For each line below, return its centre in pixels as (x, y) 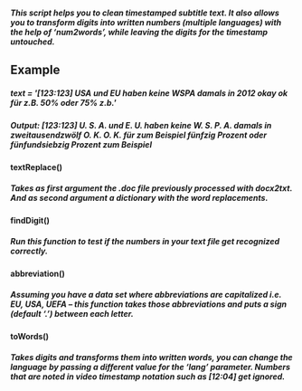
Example (35, 69)
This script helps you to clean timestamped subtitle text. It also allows (145, 13)
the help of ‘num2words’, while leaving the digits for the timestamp (139, 32)
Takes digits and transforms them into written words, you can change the (151, 357)
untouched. (33, 42)
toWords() (29, 337)
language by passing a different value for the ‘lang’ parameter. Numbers (151, 367)
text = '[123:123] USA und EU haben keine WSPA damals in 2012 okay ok (149, 93)
